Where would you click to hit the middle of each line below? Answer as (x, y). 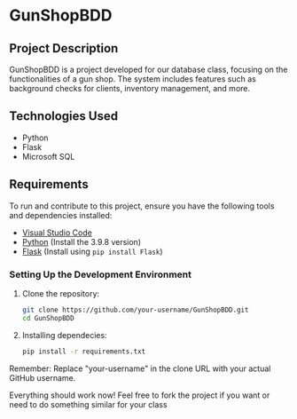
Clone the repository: (61, 293)
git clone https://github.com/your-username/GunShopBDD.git (135, 310)
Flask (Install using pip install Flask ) (92, 251)
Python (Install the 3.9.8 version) (82, 241)
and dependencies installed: (61, 215)
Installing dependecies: (65, 335)
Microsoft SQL (48, 156)
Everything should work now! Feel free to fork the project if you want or (140, 395)
